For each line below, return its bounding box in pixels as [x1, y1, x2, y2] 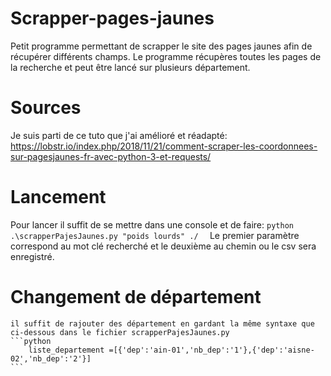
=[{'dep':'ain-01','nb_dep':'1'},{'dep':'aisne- [108, 345, 315, 355]
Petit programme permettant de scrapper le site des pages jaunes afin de [10, 40, 313, 52]
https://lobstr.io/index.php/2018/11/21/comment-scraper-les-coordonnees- [10, 140, 318, 152]
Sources [10, 97, 82, 119]
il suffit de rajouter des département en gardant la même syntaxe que [10, 318, 315, 329]
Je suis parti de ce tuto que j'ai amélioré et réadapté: [10, 129, 228, 141]
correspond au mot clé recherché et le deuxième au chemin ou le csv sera [10, 240, 317, 252]
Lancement [10, 186, 107, 209]
